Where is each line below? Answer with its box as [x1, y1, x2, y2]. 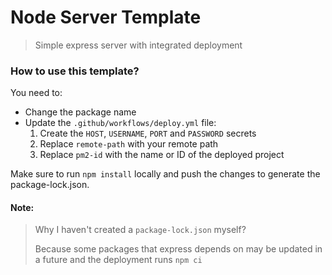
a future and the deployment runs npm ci [34, 254, 203, 266]
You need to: [10, 87, 63, 99]
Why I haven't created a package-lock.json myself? [34, 224, 247, 236]
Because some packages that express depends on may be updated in [34, 243, 323, 255]
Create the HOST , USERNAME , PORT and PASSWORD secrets [39, 127, 257, 140]
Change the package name [24, 106, 137, 118]
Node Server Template [10, 6, 202, 29]
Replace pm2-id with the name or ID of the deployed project [39, 149, 285, 161]
